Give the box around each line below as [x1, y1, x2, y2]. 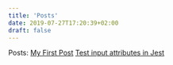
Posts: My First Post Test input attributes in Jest [8, 48, 165, 58]
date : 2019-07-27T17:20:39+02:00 [8, 19, 119, 27]
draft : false [8, 26, 52, 34]
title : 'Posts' [8, 11, 59, 20]
